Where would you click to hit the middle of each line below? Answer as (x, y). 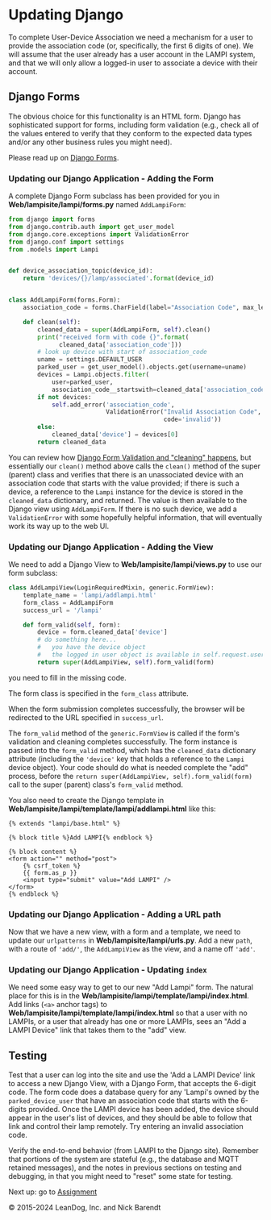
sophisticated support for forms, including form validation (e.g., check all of (134, 125)
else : (47, 427)
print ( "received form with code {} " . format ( (113, 337)
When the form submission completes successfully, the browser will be (127, 709)
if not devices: (65, 397)
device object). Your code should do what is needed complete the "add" (128, 767)
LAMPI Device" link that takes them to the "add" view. (98, 1031)
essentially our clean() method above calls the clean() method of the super (134, 466)
